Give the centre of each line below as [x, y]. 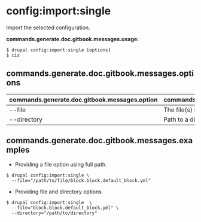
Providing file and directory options [58, 192]
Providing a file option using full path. [61, 164]
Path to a [176, 119]
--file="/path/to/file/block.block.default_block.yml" [81, 180]
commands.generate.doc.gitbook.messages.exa [100, 141]
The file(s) [178, 110]
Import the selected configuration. [48, 27]
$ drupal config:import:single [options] [59, 50]
